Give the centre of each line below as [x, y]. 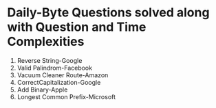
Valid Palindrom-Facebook [55, 68]
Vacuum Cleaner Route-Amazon [63, 75]
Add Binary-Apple [42, 90]
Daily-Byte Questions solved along [108, 13]
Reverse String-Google [50, 60]
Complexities [46, 42]
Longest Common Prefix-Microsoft [66, 96]
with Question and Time [77, 27]
